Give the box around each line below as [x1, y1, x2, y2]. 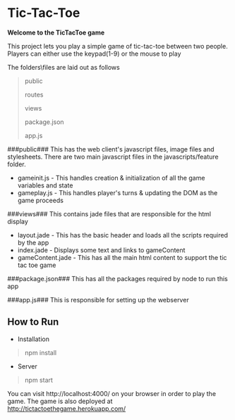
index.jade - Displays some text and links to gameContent [17, 245, 186, 254]
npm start [24, 376, 53, 384]
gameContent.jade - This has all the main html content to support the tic [17, 253, 227, 261]
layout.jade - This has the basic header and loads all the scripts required [17, 230, 228, 239]
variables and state [17, 181, 73, 190]
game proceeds [17, 196, 64, 204]
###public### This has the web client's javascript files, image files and [7, 144, 215, 153]
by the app [17, 238, 49, 247]
